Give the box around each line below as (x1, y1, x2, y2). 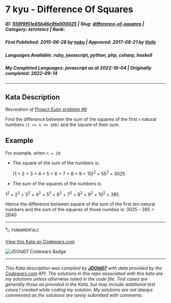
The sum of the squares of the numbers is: (12, 180, 102, 187)
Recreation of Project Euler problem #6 (5, 106, 88, 113)
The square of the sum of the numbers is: (12, 160, 100, 166)
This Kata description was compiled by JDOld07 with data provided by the (5, 265, 162, 271)
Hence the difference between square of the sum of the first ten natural (5, 201, 155, 207)
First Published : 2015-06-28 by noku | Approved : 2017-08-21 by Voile (5, 39, 156, 45)
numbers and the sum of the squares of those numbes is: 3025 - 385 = (5, 207, 155, 213)
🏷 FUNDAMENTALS (5, 227, 39, 233)
